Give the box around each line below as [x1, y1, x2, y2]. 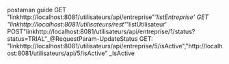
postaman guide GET [7, 6, 67, 14]
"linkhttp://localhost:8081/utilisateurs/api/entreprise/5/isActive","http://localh [7, 42, 223, 50]
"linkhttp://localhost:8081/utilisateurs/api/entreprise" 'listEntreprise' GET [7, 13, 209, 21]
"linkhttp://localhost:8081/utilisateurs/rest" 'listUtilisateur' [7, 20, 167, 28]
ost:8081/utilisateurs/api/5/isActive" [7, 49, 108, 57]
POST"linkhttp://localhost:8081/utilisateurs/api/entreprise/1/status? [7, 27, 196, 35]
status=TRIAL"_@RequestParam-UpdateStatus [7, 35, 138, 43]
